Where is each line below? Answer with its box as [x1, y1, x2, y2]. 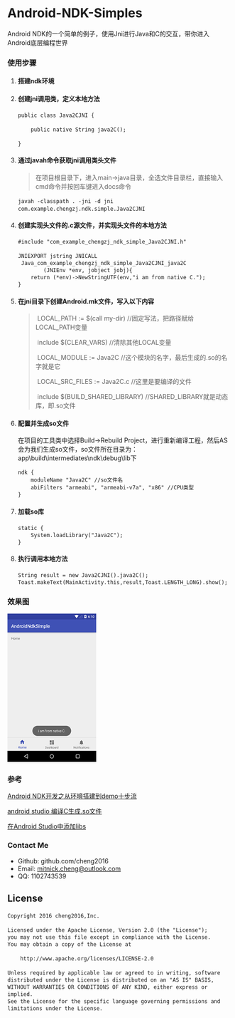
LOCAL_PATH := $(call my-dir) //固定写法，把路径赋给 [37, 314, 194, 323]
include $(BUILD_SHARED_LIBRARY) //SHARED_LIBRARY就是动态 [37, 393, 229, 401]
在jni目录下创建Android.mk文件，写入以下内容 [17, 297, 155, 306]
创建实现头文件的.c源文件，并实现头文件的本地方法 [17, 221, 167, 229]
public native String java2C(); [31, 126, 126, 133]
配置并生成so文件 [17, 419, 70, 427]
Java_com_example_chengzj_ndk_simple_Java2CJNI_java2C [21, 260, 187, 267]
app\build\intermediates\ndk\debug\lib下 [17, 454, 137, 462]
